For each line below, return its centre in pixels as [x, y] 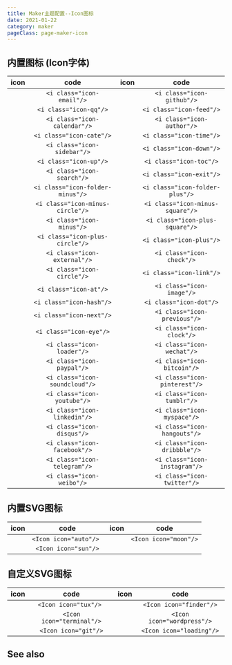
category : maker [30, 26]
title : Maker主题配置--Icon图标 [51, 13]
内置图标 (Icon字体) [49, 63]
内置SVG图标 [35, 508]
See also [26, 654]
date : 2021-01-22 [32, 20]
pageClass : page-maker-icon [48, 33]
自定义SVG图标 [40, 574]
